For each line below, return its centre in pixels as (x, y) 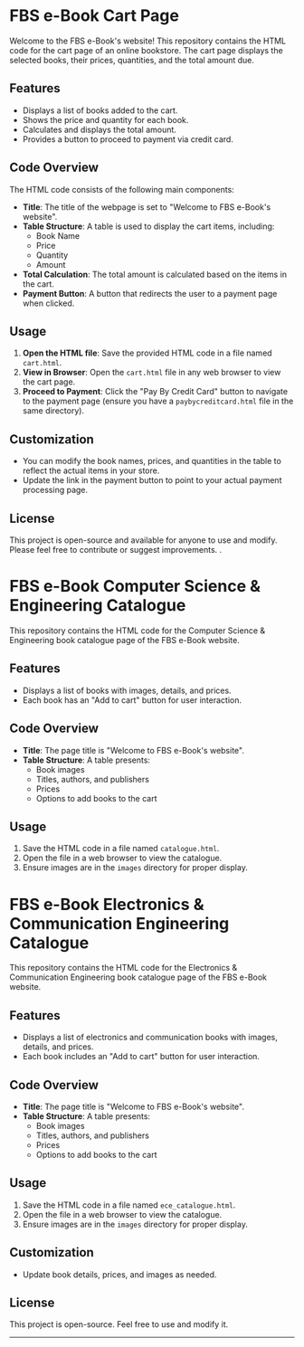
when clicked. (48, 303)
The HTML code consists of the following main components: (122, 189)
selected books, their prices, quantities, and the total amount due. (132, 60)
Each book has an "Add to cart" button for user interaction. (132, 700)
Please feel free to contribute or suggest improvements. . (116, 550)
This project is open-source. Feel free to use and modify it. (119, 1324)
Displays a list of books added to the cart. (100, 110)
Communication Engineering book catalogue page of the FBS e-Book (138, 977)
